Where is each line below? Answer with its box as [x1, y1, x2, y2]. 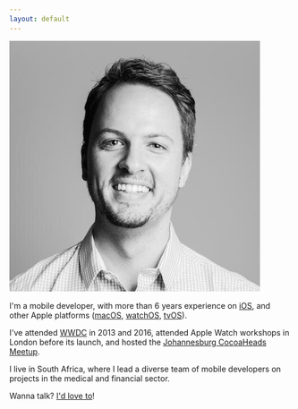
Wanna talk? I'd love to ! [9, 390, 96, 401]
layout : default [9, 14, 70, 23]
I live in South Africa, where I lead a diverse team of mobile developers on [9, 363, 282, 374]
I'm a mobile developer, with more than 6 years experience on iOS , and [9, 300, 271, 311]
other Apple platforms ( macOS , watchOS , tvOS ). [9, 310, 188, 320]
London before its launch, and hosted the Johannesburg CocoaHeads [9, 337, 267, 347]
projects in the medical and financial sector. [9, 372, 170, 384]
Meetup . [9, 345, 40, 357]
